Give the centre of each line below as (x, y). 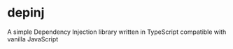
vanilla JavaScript (33, 39)
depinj (26, 13)
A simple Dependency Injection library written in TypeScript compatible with (117, 32)
